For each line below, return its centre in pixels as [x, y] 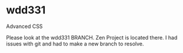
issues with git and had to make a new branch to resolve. [75, 44]
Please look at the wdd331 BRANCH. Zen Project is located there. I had [92, 37]
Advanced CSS [24, 26]
